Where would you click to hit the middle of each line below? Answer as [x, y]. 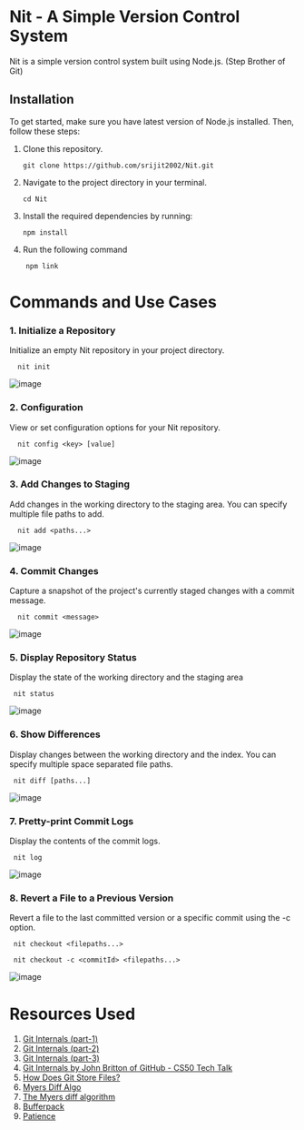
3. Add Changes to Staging [69, 484]
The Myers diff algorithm [69, 1097]
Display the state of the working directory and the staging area [126, 677]
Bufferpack [44, 1106]
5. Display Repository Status [74, 658]
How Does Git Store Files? [71, 1078]
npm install [45, 232]
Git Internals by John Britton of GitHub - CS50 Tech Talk [127, 1068]
